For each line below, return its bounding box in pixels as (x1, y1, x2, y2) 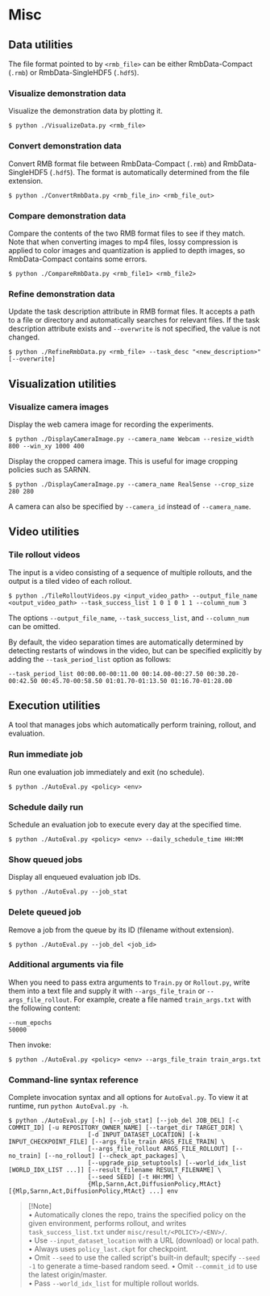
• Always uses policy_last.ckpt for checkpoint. (27, 1244, 189, 1254)
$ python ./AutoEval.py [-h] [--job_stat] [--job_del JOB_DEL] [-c (8, 1117, 240, 1125)
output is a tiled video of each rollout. (8, 576, 132, 585)
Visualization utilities (8, 377, 117, 390)
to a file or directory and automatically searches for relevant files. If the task (8, 315, 260, 325)
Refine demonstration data (8, 288, 115, 299)
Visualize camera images (8, 401, 109, 412)
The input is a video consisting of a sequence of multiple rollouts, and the (8, 567, 252, 577)
